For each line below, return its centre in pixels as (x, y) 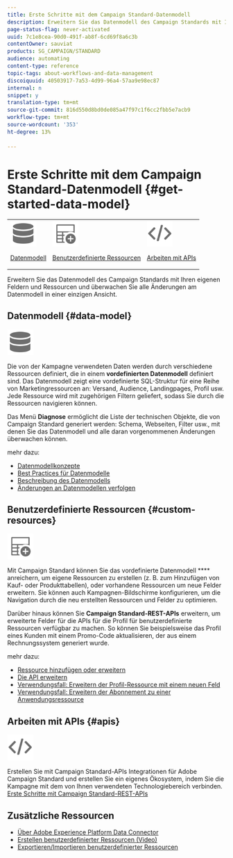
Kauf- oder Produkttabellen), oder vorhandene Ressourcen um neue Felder (114, 585)
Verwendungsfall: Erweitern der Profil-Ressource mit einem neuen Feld (119, 685)
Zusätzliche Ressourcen (61, 815)
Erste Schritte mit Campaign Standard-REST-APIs (78, 794)
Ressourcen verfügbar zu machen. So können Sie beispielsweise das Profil (114, 628)
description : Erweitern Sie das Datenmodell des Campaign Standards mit (114, 22)
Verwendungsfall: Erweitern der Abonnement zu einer (94, 692)
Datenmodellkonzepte (49, 465)
